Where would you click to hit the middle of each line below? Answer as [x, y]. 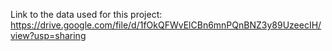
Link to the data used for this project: [86, 14]
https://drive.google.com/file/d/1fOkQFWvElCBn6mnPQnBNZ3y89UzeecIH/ [166, 25]
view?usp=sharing [48, 35]
